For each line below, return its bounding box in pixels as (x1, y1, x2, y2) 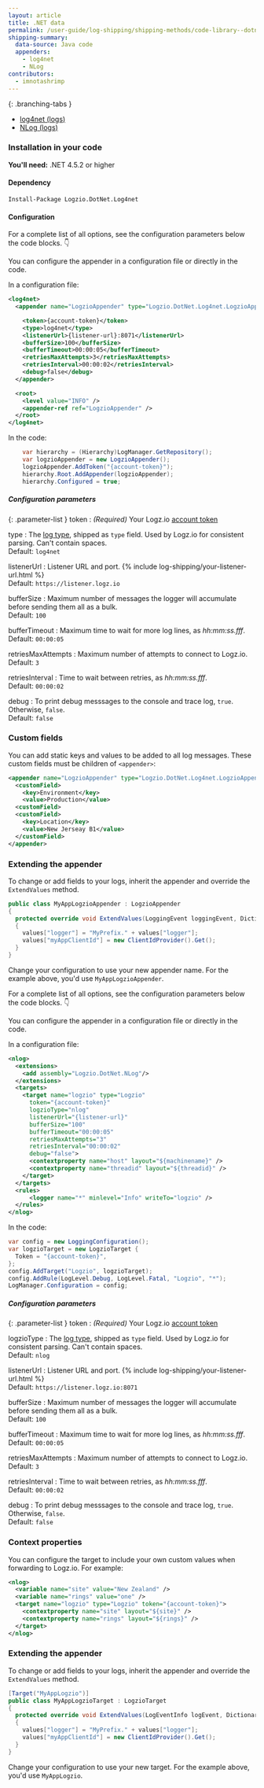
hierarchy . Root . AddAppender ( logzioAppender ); (22, 470, 174, 478)
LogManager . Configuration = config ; (8, 1281, 128, 1290)
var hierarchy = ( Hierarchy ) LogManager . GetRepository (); (22, 448, 213, 456)
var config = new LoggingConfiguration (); (8, 1238, 149, 1246)
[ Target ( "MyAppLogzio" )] (8, 1689, 90, 1698)
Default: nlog (8, 1351, 50, 1360)
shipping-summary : (8, 33, 68, 42)
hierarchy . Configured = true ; (22, 477, 122, 485)
